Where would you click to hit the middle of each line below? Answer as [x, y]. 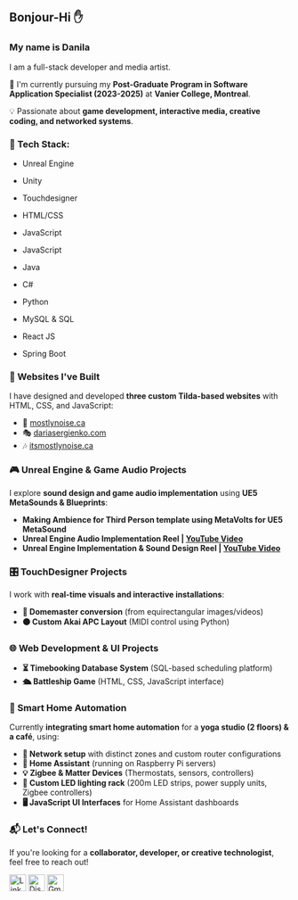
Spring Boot [44, 353]
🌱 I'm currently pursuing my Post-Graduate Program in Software [129, 84]
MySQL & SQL [48, 318]
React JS [39, 336]
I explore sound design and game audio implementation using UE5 [133, 492]
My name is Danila [50, 47]
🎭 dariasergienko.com [64, 433]
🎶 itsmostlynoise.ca [57, 446]
